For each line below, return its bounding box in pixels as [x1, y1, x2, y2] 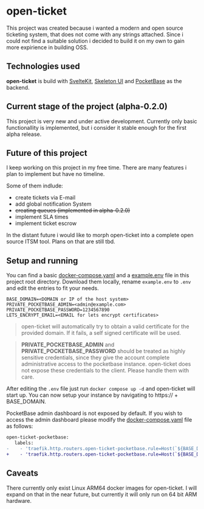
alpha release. [6, 130, 42, 138]
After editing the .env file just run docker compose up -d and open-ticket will [6, 385, 195, 393]
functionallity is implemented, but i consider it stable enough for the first [6, 124, 187, 131]
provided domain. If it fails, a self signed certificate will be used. [21, 329, 182, 337]
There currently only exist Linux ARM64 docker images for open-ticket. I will [6, 484, 197, 491]
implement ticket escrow [15, 220, 77, 227]
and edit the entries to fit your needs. [6, 285, 99, 292]
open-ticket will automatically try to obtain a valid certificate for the [21, 323, 189, 330]
